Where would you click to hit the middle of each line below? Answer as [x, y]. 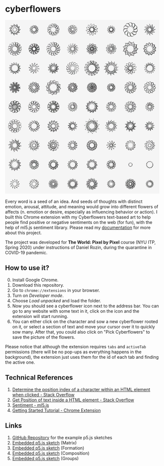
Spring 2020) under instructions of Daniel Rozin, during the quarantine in [79, 247]
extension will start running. [40, 316]
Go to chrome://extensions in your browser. [56, 290]
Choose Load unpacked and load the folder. [57, 300]
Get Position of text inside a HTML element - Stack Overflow [73, 400]
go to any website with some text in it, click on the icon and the [76, 311]
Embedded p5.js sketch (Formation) [48, 448]
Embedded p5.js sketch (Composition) [51, 453]
